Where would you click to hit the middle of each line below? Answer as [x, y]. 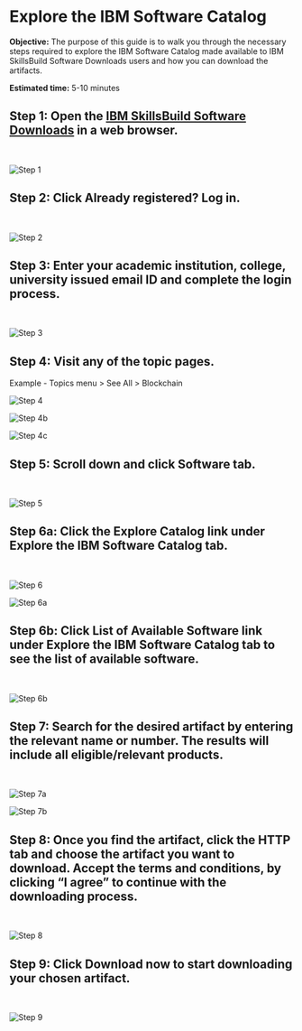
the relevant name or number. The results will [139, 741]
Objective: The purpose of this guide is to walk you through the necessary [148, 42]
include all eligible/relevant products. [116, 755]
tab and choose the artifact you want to [122, 854]
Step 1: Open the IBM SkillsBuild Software [128, 116]
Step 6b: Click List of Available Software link [136, 631]
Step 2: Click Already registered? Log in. [125, 198]
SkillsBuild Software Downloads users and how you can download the [139, 60]
